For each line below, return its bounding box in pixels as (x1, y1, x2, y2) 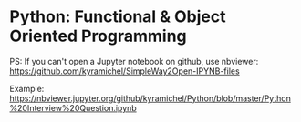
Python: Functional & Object (9, 6, 226, 27)
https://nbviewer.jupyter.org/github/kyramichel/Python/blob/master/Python (9, 93, 292, 104)
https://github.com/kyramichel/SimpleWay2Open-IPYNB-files (9, 66, 240, 76)
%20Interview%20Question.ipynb (9, 102, 137, 113)
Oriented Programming (9, 25, 187, 46)
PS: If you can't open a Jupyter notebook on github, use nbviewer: (9, 56, 259, 66)
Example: (9, 83, 45, 94)
